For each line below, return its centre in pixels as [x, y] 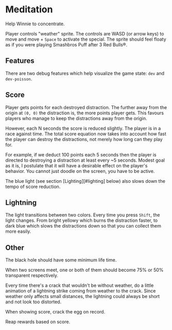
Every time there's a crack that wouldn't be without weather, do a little [80, 285]
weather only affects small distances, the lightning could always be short [83, 297]
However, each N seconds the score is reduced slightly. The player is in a [83, 128]
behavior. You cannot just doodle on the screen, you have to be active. [80, 171]
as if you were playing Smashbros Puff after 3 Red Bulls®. [66, 44]
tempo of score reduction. [33, 186]
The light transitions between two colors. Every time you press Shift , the [83, 215]
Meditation [29, 10]
